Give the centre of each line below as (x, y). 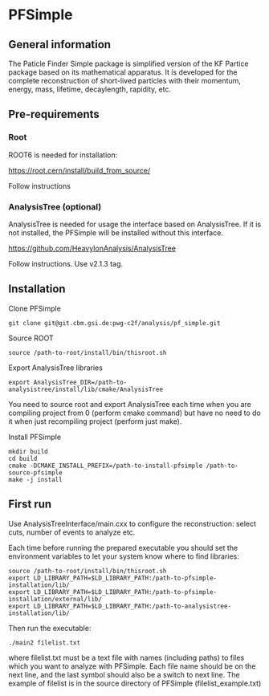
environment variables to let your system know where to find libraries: (124, 556)
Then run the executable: (50, 628)
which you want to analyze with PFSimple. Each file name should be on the (132, 666)
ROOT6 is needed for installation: (63, 155)
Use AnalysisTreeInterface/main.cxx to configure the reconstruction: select (132, 523)
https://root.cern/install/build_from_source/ (79, 170)
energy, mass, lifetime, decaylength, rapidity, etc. (90, 89)
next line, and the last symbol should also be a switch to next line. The (124, 674)
